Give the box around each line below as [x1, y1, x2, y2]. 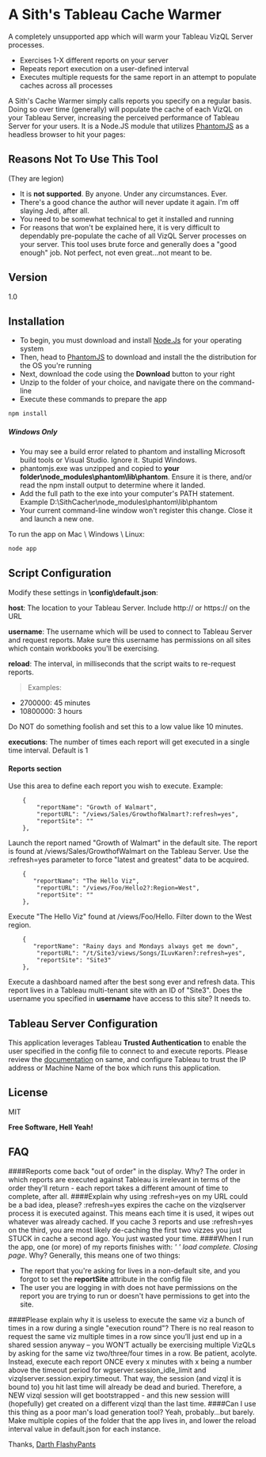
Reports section [8, 764, 62, 773]
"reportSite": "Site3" [36, 956, 112, 965]
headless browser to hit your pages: [8, 129, 126, 139]
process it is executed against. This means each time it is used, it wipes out [8, 1208, 254, 1218]
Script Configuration [8, 567, 112, 580]
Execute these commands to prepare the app [19, 394, 168, 404]
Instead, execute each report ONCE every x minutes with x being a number [8, 1356, 253, 1366]
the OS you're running [19, 361, 93, 370]
